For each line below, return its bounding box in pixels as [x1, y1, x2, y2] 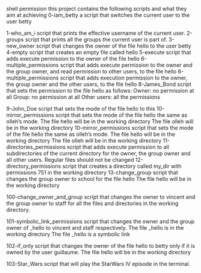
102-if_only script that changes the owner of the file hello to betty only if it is [6, 242, 196, 249]
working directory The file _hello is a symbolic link [6, 231, 131, 238]
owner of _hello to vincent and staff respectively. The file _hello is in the [6, 224, 184, 231]
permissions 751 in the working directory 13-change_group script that [6, 169, 179, 176]
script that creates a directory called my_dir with [62, 162, 182, 170]
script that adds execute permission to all [67, 144, 170, 150]
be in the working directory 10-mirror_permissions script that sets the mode [6, 124, 194, 131]
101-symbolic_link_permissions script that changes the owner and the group [6, 218, 195, 225]
